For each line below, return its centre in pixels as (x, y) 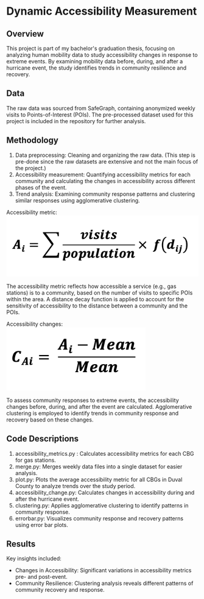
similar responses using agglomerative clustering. (77, 200)
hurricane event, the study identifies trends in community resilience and (97, 68)
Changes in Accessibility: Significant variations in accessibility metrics (103, 570)
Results (21, 544)
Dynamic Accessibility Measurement (102, 11)
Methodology (33, 141)
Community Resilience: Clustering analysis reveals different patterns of (104, 583)
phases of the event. (41, 187)
